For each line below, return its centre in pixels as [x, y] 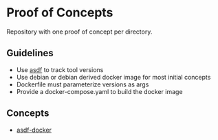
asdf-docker [34, 130]
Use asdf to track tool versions [60, 69]
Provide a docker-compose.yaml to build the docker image [99, 91]
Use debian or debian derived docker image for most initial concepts [113, 77]
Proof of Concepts [60, 13]
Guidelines [30, 53]
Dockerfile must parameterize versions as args [83, 84]
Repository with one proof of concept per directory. [79, 32]
